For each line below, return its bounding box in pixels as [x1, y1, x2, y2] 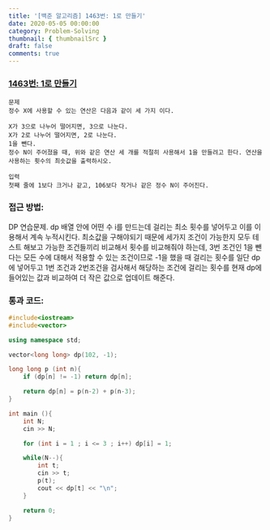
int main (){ [8, 409, 53, 418]
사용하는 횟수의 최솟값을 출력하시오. [8, 157, 112, 166]
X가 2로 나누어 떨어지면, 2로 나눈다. [8, 131, 118, 140]
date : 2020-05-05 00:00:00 [8, 19, 100, 28]
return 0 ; [23, 506, 57, 515]
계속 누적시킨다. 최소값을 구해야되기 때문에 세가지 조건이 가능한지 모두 [29, 232, 251, 242]
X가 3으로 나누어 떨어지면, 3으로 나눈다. [8, 123, 128, 131]
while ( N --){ [23, 454, 63, 463]
